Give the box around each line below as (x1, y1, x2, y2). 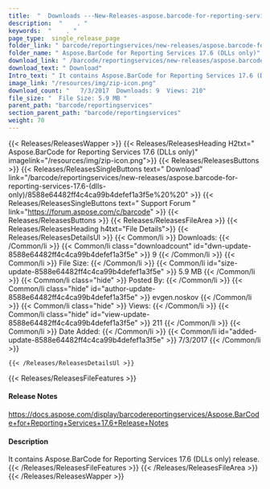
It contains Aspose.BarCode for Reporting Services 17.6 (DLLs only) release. (8, 454, 260, 464)
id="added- (218, 327, 257, 336)
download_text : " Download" (8, 64, 103, 72)
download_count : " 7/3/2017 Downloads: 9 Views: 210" (8, 86, 207, 95)
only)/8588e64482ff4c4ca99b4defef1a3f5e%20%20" (8, 190, 189, 199)
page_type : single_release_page (8, 34, 121, 43)
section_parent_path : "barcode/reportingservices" (8, 109, 182, 117)
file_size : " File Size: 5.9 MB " (8, 94, 128, 102)
